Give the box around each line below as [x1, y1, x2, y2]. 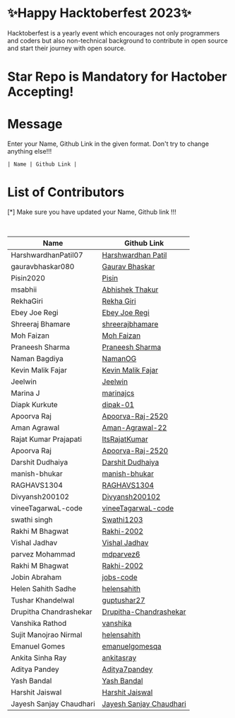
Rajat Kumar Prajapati [11, 434, 83, 444]
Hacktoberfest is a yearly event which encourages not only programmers [7, 28, 220, 37]
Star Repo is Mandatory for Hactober [7, 69, 227, 85]
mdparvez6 [102, 549, 140, 559]
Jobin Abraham [11, 572, 62, 582]
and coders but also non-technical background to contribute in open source [7, 36, 228, 45]
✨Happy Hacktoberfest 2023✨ [7, 5, 192, 21]
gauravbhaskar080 [11, 262, 75, 271]
